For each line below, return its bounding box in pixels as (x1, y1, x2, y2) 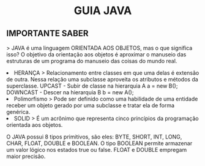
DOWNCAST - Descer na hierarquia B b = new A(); (6, 89, 134, 96)
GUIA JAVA (73, 4, 132, 18)
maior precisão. (6, 153, 46, 160)
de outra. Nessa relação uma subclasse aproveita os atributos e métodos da (6, 76, 199, 83)
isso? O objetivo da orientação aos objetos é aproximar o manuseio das (6, 51, 187, 58)
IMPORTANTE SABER (6, 28, 89, 39)
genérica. (6, 108, 31, 115)
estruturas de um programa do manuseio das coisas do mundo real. (6, 58, 177, 64)
